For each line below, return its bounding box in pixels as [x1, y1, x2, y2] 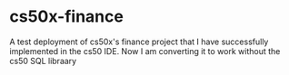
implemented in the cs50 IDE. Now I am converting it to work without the [9, 45, 281, 56]
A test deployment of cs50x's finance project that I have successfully [9, 36, 269, 47]
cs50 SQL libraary [9, 55, 77, 66]
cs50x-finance [9, 6, 125, 27]
